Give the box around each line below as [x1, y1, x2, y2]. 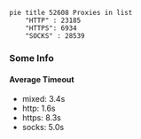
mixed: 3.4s [21, 94, 66, 104]
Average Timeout [9, 73, 74, 84]
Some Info [9, 51, 55, 64]
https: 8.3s [21, 112, 62, 123]
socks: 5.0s [21, 122, 65, 133]
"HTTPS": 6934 [25, 24, 77, 33]
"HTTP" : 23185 [25, 16, 82, 25]
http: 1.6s [21, 103, 56, 114]
